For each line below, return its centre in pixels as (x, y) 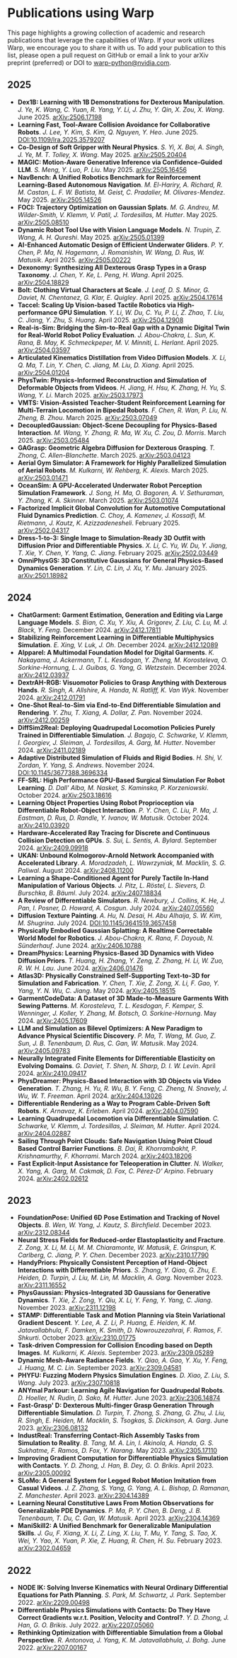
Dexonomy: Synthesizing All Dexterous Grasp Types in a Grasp (112, 267)
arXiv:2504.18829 (43, 282)
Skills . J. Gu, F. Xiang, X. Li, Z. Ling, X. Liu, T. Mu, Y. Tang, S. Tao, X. (117, 1534)
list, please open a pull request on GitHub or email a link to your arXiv (108, 55)
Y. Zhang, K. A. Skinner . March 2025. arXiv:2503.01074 (98, 500)
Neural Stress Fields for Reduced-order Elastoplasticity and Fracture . (121, 1240)
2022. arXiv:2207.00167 (52, 1648)
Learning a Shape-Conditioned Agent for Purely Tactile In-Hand (113, 878)
